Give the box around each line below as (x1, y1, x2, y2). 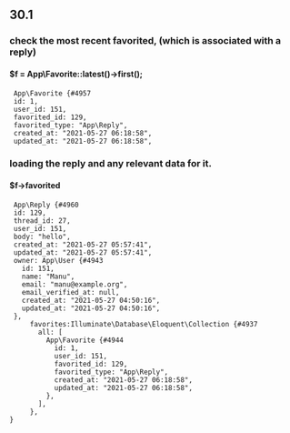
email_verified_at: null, (21, 287, 120, 297)
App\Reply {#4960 (13, 200, 79, 209)
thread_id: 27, (13, 216, 71, 226)
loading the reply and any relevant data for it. (9, 157, 212, 170)
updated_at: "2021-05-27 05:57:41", (13, 247, 153, 257)
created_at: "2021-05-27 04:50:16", (21, 296, 161, 305)
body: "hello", (13, 232, 71, 241)
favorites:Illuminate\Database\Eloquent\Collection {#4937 (29, 319, 258, 328)
